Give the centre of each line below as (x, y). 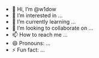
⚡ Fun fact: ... (28, 50)
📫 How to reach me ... (40, 35)
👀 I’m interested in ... (37, 15)
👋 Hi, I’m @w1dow (34, 9)
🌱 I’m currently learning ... (44, 22)
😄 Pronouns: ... (31, 43)
